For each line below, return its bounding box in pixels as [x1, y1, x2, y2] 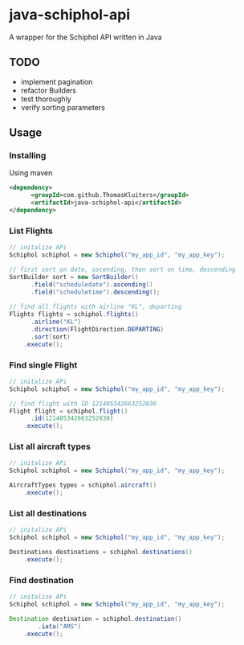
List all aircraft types [9, 441, 91, 452]
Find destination [9, 574, 75, 585]
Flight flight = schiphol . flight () [9, 407, 128, 415]
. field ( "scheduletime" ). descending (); [30, 288, 161, 296]
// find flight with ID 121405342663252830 [9, 400, 157, 408]
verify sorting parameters [20, 102, 105, 112]
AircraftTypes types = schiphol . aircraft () [9, 481, 157, 490]
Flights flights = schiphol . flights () [9, 310, 139, 318]
